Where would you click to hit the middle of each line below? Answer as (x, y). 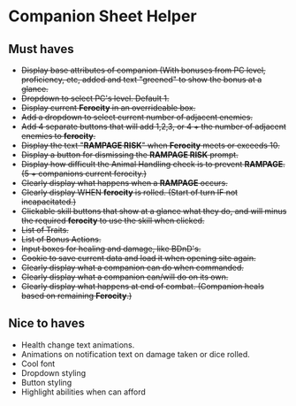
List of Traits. (45, 230)
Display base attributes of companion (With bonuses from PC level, (143, 70)
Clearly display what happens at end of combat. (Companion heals (142, 286)
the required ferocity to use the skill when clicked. (113, 220)
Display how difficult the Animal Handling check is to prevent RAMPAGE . (153, 164)
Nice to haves (47, 323)
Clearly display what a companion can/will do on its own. (125, 277)
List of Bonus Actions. (61, 239)
